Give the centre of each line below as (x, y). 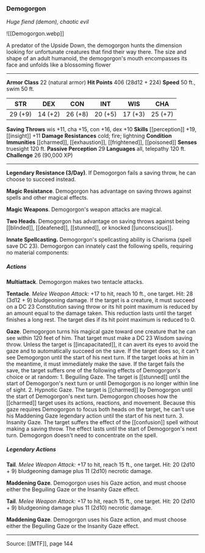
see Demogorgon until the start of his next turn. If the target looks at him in (100, 358)
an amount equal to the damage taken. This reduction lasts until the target (99, 313)
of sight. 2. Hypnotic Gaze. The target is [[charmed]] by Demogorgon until (99, 390)
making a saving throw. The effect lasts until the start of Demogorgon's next (102, 429)
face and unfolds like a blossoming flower (59, 65)
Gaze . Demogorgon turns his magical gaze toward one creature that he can (101, 331)
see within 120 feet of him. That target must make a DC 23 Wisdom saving (99, 338)
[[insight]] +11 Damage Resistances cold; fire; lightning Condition (89, 136)
